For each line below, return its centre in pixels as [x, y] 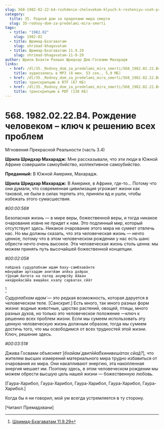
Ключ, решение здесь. [29, 334]
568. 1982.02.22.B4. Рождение [71, 116]
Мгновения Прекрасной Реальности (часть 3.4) [55, 150]
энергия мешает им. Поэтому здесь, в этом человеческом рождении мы [82, 369]
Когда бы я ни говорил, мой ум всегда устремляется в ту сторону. [75, 398]
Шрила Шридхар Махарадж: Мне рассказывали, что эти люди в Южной [81, 159]
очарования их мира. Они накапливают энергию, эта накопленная [75, 364]
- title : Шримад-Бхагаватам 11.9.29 [47, 50]
